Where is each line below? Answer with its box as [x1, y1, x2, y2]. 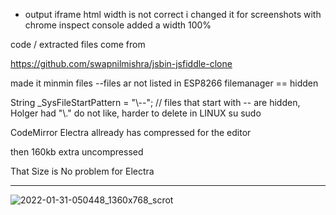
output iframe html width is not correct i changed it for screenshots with [24, 9, 322, 20]
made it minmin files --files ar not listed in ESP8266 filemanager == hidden [10, 77, 319, 89]
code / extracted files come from [10, 39, 146, 50]
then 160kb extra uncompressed [10, 146, 144, 158]
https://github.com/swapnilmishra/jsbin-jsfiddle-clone [10, 58, 233, 69]
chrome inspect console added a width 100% [24, 19, 212, 31]
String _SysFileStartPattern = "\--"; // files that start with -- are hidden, [10, 97, 301, 108]
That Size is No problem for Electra [10, 165, 155, 177]
